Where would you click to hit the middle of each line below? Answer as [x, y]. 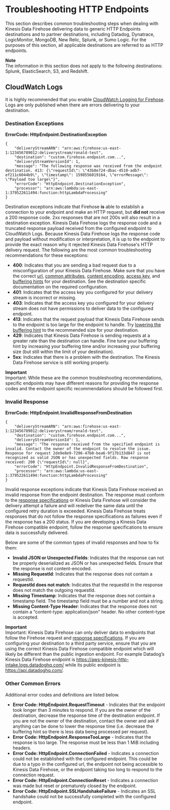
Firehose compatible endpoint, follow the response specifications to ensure [84, 527]
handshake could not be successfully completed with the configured [84, 796]
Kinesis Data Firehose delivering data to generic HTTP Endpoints [73, 28]
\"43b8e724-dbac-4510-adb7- [112, 171]
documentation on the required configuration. [60, 287]
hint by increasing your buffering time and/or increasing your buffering [86, 346]
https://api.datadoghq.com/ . [35, 671]
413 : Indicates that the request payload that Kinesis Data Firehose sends [88, 320]
